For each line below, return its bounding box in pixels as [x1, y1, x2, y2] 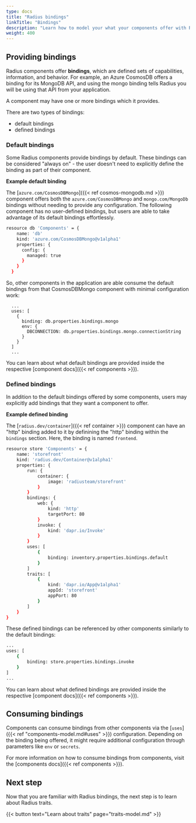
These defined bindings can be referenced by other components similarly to [6, 625, 189, 632]
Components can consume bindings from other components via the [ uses [6, 724, 183, 731]
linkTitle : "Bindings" [6, 19, 61, 25]
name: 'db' [16, 231, 43, 237]
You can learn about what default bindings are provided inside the [6, 359, 164, 366]
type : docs [6, 8, 33, 15]
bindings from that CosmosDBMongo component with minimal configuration [6, 286, 190, 293]
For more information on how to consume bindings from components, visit [6, 755, 184, 762]
